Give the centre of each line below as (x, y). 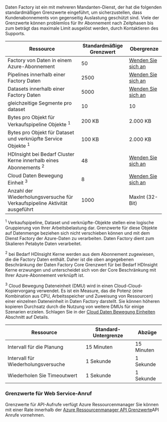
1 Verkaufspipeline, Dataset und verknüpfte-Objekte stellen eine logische (80, 222)
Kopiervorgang (20, 291)
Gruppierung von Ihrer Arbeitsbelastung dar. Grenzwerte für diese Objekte (81, 228)
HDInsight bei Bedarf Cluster (41, 154)
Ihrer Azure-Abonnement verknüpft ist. (45, 275)
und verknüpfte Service (35, 139)
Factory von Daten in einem (40, 60)
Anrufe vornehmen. (25, 415)
